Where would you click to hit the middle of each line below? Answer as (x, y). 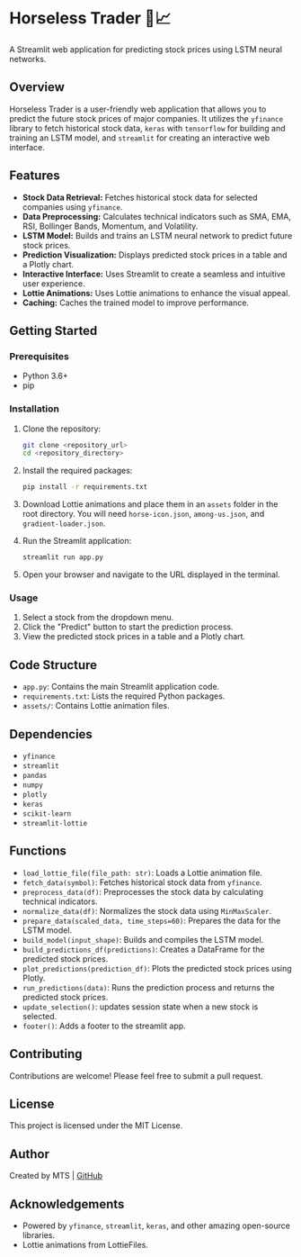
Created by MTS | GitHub (56, 1176)
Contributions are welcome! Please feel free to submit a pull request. (136, 1076)
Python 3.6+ (45, 376)
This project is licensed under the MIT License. (96, 1126)
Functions (38, 851)
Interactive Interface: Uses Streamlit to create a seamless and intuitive (154, 274)
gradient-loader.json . (64, 523)
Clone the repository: (62, 429)
